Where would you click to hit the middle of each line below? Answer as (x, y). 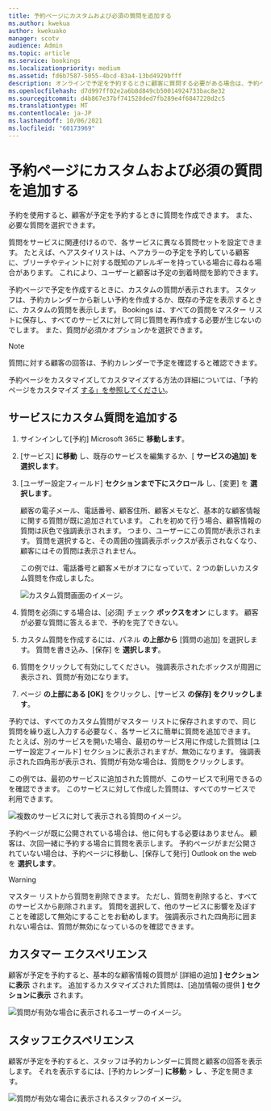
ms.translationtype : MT (48, 106)
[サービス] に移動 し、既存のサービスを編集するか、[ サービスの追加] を (139, 456)
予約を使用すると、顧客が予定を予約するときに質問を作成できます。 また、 (132, 215)
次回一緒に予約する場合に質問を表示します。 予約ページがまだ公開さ (143, 843)
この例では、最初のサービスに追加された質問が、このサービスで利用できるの (135, 779)
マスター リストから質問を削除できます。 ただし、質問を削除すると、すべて (133, 896)
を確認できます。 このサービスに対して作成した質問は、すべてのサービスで (132, 788)
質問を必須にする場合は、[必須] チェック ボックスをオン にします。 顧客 (140, 612)
